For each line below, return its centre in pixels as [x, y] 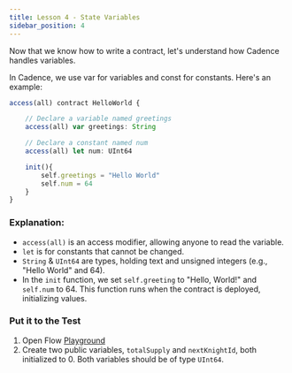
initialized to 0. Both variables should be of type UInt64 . [123, 359]
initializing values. [54, 298]
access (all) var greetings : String [91, 127]
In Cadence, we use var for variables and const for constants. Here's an [140, 77]
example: [26, 87]
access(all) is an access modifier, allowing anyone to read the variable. [153, 242]
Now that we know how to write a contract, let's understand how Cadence [145, 50]
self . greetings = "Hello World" [101, 175]
